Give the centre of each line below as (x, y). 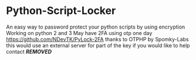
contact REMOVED (29, 51)
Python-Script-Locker (61, 11)
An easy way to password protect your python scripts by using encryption (96, 27)
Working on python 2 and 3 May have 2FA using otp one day (79, 33)
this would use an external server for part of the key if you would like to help (98, 45)
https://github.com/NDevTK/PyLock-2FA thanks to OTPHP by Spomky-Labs (97, 39)
